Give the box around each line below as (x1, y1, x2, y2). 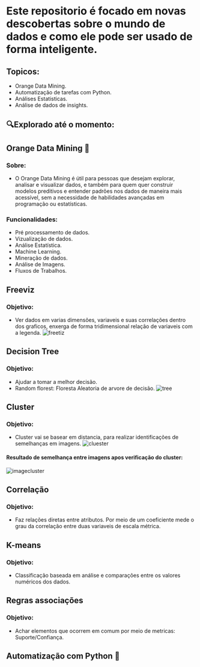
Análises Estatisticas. (14, 95, 68, 102)
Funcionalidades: (6, 215, 58, 224)
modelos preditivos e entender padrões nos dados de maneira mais (14, 187, 183, 195)
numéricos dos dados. (14, 578, 71, 585)
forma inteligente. (6, 43, 98, 56)
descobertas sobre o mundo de (6, 17, 166, 31)
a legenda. (14, 329, 41, 337)
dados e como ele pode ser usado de (6, 30, 193, 43)
